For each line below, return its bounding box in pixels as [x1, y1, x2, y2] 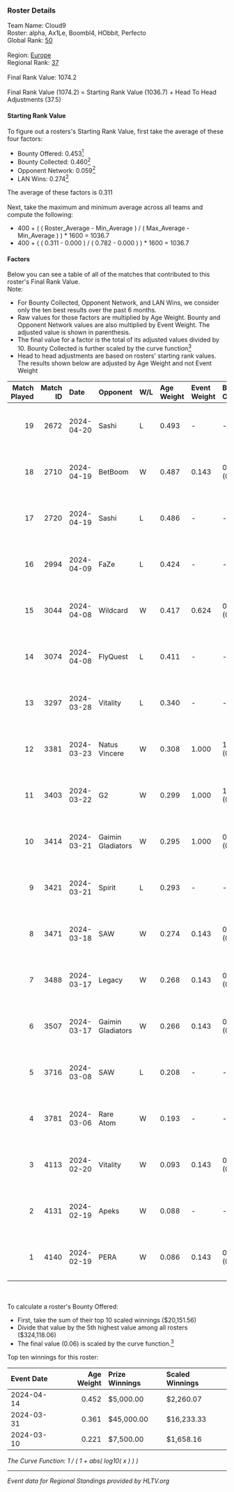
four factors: [7, 135, 43, 143]
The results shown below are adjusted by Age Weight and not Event [17, 358, 212, 367]
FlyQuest [98, 651, 128, 661]
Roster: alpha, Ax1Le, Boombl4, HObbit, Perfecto [7, 29, 146, 37]
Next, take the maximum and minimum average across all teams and [7, 203, 203, 211]
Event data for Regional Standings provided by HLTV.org [7, 1477, 170, 1485]
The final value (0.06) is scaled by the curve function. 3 [17, 1338, 174, 1348]
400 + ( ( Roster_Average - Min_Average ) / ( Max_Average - [17, 224, 190, 232]
